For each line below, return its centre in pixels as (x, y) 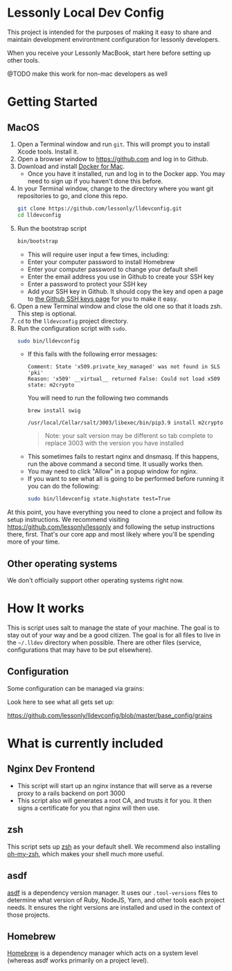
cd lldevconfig (39, 215)
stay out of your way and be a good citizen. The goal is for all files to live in (114, 635)
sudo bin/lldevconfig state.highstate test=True (99, 499)
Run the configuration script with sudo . (72, 328)
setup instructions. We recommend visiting (68, 520)
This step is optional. (47, 313)
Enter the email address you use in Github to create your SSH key (121, 277)
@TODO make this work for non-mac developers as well (87, 74)
